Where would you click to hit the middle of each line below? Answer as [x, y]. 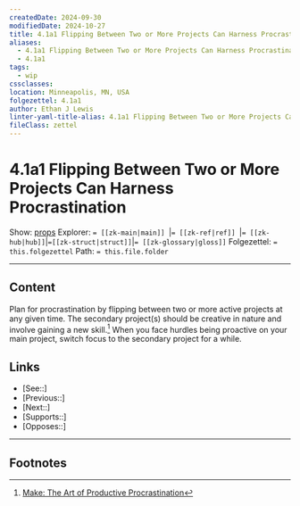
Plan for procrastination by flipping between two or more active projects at [146, 309]
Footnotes [38, 463]
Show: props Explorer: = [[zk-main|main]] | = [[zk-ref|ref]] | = [128, 232]
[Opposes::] [44, 427]
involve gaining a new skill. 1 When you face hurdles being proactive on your [148, 328]
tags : [19, 68]
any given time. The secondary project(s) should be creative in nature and [146, 319]
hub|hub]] [28, 242]
